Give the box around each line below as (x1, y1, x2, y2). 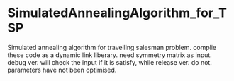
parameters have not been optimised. (7, 66, 117, 74)
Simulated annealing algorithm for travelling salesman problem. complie (7, 43, 217, 51)
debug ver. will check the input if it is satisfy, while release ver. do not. (7, 58, 213, 66)
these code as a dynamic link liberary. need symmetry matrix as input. (7, 51, 213, 59)
